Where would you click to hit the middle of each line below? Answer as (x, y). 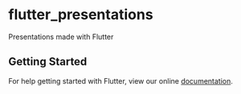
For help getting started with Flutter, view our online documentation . (120, 80)
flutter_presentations (81, 15)
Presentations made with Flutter (61, 37)
